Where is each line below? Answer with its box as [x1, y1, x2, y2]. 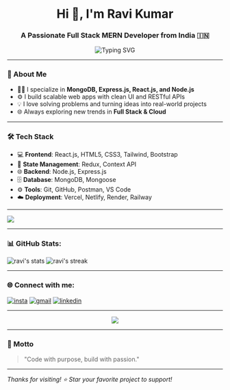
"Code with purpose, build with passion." [23, 355, 140, 363]
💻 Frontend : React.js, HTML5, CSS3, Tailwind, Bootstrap [16, 151, 178, 159]
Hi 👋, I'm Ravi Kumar [56, 6, 174, 22]
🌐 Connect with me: [7, 281, 75, 290]
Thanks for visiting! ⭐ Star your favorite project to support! [7, 375, 172, 383]
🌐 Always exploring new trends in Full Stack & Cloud [16, 107, 166, 116]
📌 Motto [7, 339, 34, 349]
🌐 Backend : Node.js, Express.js [16, 168, 107, 176]
